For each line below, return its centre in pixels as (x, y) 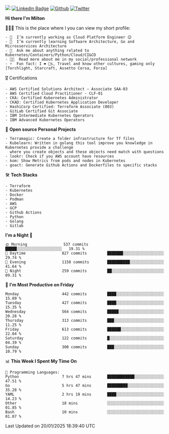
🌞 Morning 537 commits (47, 245)
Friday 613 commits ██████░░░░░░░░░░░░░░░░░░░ (85, 329)
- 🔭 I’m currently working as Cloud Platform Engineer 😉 (68, 37)
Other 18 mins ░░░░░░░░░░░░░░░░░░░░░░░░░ (85, 403)
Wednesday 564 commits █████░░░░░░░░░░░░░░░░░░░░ (85, 312)
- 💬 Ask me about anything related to (47, 51)
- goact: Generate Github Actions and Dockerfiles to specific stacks (81, 165)
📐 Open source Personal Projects (41, 129)
